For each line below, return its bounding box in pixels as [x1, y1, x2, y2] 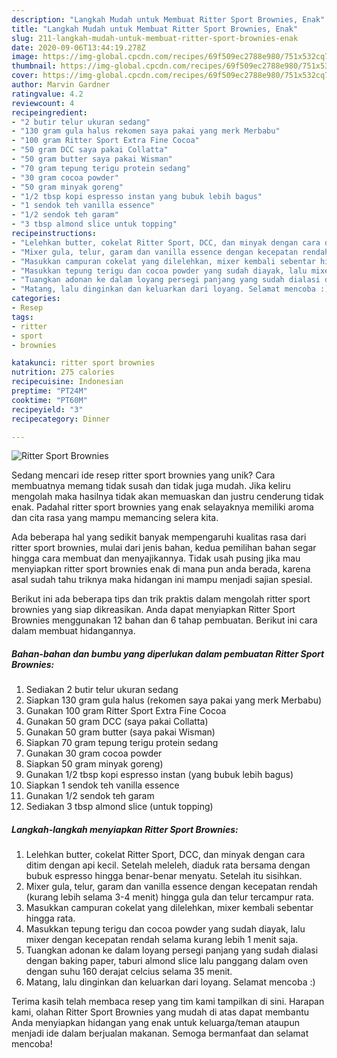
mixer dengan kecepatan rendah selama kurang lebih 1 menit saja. [25, 934, 299, 946]
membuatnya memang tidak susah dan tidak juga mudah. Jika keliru [11, 480, 291, 492]
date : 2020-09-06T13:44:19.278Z [11, 42, 146, 53]
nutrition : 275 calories [11, 367, 115, 378]
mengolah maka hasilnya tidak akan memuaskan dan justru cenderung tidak [11, 491, 324, 503]
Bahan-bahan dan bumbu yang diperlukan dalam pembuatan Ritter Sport [11, 647, 325, 660]
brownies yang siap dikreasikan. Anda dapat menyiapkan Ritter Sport [11, 604, 296, 616]
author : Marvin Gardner [11, 80, 111, 90]
